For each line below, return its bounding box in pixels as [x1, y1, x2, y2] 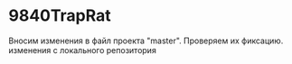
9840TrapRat [8, 5, 112, 26]
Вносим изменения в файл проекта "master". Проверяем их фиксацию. [8, 35, 284, 46]
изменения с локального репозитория [8, 44, 157, 55]
